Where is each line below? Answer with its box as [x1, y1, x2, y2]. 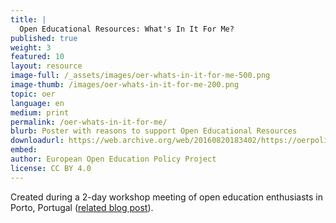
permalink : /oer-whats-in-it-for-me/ [10, 117, 168, 127]
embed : [10, 145, 38, 155]
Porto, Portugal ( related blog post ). [10, 201, 154, 213]
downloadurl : [10, 136, 65, 146]
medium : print [10, 107, 70, 118]
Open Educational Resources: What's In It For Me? [19, 24, 235, 34]
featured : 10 [10, 52, 65, 62]
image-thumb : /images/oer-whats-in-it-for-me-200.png [10, 80, 240, 90]
